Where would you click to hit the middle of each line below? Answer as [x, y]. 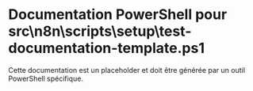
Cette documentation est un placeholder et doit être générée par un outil [127, 70]
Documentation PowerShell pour [118, 15]
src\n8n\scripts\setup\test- [100, 31]
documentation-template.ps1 [106, 48]
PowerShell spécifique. [46, 78]
